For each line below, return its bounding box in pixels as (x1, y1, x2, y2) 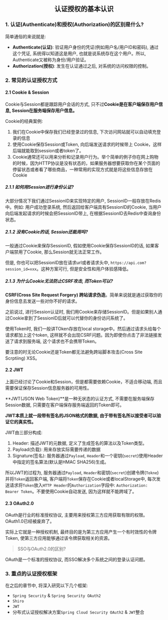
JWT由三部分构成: (5, 429, 42, 435)
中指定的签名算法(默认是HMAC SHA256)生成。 (12, 458, 109, 465)
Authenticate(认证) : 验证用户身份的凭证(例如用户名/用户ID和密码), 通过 (12, 44, 159, 50)
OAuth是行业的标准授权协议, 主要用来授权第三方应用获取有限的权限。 (5, 512, 147, 518)
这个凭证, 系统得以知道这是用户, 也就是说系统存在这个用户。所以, (12, 50, 146, 56)
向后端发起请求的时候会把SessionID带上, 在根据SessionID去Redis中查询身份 (5, 210, 161, 216)
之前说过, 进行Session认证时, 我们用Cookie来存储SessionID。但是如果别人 (5, 308, 158, 315)
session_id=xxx (5, 266, 37, 272)
